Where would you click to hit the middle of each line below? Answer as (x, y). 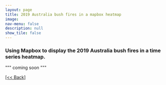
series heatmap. (25, 56)
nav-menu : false (22, 24)
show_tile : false (23, 33)
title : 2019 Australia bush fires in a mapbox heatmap (63, 14)
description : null (24, 28)
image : (12, 19)
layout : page (19, 10)
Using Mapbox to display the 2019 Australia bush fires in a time (83, 50)
